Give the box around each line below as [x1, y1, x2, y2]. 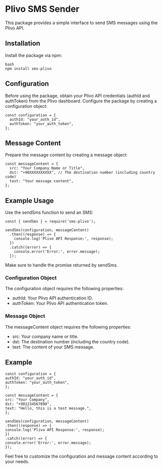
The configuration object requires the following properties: [5, 286, 124, 292]
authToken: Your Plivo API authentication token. [12, 301, 108, 306]
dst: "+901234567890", [5, 402, 52, 406]
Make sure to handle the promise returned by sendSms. [5, 262, 118, 268]
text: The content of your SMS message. [12, 344, 95, 350]
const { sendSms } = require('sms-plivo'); [5, 219, 96, 224]
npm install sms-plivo [5, 66, 52, 71]
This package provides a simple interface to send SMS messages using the [5, 20, 158, 26]
